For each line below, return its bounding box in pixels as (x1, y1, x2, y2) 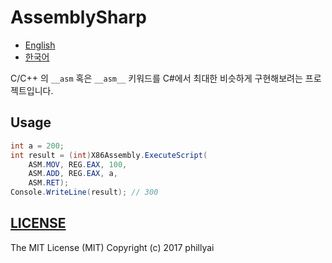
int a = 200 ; (10, 141, 65, 151)
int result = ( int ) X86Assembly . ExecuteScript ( (10, 150, 208, 160)
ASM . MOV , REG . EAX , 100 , (28, 159, 128, 170)
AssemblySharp (10, 6, 147, 29)
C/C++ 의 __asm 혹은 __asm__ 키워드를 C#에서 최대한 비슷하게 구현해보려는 (10, 72, 303, 84)
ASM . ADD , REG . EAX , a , (28, 169, 118, 179)
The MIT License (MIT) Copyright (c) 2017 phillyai (10, 241, 215, 253)
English (24, 39, 56, 51)
